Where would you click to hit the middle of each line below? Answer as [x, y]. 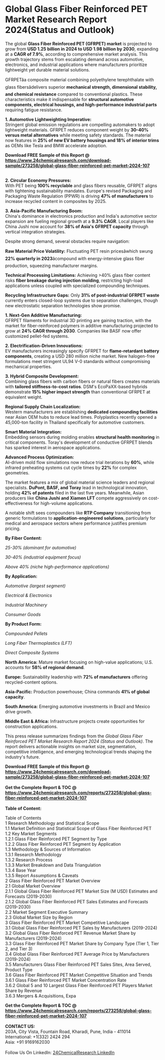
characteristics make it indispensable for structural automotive [69, 99]
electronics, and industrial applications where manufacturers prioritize [76, 65]
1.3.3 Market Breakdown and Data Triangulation [53, 865]
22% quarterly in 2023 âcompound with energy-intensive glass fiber [75, 258]
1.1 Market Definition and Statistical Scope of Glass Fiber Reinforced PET [78, 828]
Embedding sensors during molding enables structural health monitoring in [82, 437]
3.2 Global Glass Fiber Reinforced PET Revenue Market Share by [71, 933]
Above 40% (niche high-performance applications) [57, 566]
